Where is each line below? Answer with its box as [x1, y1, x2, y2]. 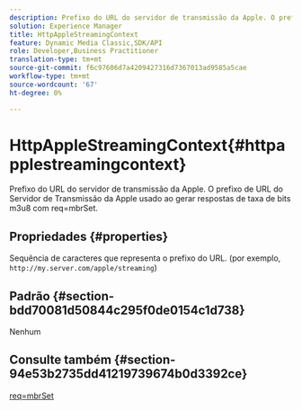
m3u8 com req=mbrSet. [9, 203, 99, 214]
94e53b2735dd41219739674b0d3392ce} [9, 366, 248, 382]
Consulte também [9, 352, 112, 368]
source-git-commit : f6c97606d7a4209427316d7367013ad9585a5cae [9, 64, 247, 73]
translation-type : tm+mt [9, 55, 102, 64]
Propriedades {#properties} [9, 228, 169, 244]
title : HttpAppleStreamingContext [9, 30, 139, 39]
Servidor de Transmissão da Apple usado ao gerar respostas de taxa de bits [9, 193, 291, 204]
